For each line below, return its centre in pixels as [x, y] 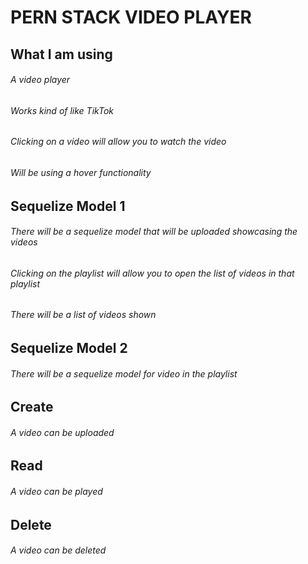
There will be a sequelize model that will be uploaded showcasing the [154, 232]
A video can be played [56, 492]
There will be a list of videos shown [83, 315]
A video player [40, 80]
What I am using [61, 54]
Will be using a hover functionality [81, 172]
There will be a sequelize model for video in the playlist [124, 373]
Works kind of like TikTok [62, 110]
